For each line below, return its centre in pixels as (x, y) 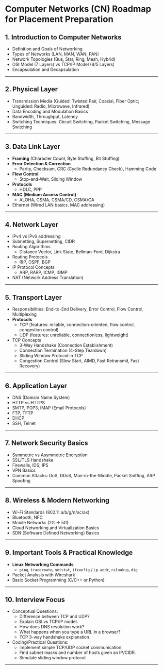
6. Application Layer (36, 386)
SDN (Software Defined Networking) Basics (56, 533)
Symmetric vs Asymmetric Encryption (50, 455)
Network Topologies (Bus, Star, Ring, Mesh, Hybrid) (64, 59)
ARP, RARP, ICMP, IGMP (43, 273)
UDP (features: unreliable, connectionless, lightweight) (74, 335)
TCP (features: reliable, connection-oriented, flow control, (77, 325)
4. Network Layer (32, 225)
